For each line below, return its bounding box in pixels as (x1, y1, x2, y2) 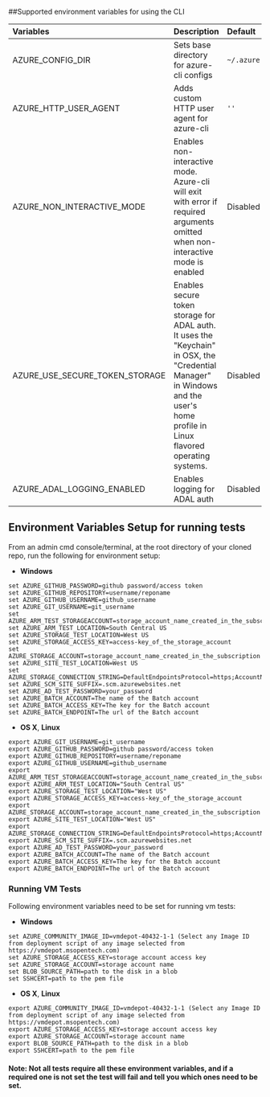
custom (173, 92, 202, 104)
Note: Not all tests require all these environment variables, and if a (8, 1063, 234, 1073)
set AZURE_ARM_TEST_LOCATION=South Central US (8, 624, 167, 632)
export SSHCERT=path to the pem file (8, 1046, 135, 1055)
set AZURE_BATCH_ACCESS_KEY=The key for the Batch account (8, 701, 211, 710)
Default (227, 26, 256, 37)
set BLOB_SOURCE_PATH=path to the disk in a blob (8, 968, 178, 976)
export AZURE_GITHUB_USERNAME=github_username (8, 759, 167, 767)
